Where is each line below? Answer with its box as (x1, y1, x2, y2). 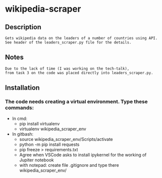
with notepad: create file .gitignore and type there (19, 162, 119, 168)
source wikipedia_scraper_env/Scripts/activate (19, 136, 113, 142)
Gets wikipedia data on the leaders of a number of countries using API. (5, 36, 158, 40)
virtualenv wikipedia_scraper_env (19, 126, 87, 132)
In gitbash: (12, 131, 34, 137)
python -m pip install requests (19, 141, 80, 147)
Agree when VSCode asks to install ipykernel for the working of (19, 152, 147, 158)
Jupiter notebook (19, 157, 54, 163)
